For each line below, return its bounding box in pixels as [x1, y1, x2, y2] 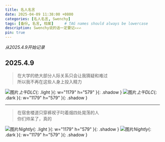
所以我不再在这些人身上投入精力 [17, 78, 82, 84]
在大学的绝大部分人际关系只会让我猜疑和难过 [17, 72, 108, 78]
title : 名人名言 [5, 7, 35, 12]
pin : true [5, 30, 26, 35]
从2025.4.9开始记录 [5, 44, 45, 50]
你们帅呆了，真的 [17, 115, 52, 121]
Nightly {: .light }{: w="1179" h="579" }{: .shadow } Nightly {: [19, 126, 151, 132]
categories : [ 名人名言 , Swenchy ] [5, 16, 71, 21]
